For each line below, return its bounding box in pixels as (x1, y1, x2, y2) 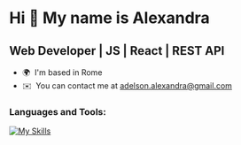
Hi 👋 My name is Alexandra (9, 8, 210, 28)
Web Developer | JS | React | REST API (9, 43, 225, 58)
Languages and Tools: (9, 105, 106, 118)
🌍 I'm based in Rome (21, 67, 103, 78)
